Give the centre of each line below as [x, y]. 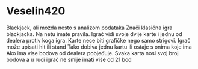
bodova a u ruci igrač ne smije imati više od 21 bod [69, 59]
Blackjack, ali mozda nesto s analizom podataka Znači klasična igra [89, 28]
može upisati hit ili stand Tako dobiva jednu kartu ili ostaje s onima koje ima [99, 47]
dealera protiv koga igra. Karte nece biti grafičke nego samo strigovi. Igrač [98, 40]
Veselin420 [36, 11]
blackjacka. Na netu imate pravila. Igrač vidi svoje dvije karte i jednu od [94, 34]
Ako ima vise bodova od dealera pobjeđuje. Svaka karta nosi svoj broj [92, 53]
